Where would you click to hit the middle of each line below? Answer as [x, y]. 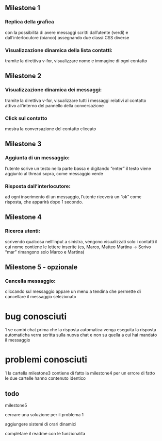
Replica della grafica [30, 22]
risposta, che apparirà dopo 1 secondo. [44, 202]
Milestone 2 [23, 76]
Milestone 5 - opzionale [41, 267]
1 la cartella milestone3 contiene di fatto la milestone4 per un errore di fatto [80, 373]
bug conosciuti [36, 316]
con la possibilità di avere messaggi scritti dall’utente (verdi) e [67, 32]
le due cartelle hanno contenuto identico [45, 378]
